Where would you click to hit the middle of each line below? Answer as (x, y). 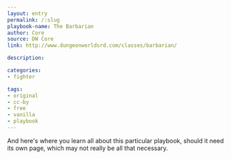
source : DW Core (30, 39)
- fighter (21, 76)
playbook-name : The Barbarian (51, 26)
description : (26, 58)
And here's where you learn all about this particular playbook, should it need (115, 140)
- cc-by (18, 102)
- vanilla (21, 115)
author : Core (26, 33)
